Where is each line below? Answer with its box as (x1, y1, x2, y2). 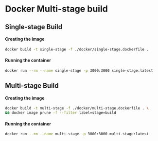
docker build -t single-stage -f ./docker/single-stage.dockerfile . (5, 47, 149, 52)
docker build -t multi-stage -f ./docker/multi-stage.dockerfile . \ (5, 106, 149, 111)
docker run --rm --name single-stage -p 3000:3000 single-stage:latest (5, 68, 153, 73)
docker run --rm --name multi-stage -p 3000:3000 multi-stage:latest (5, 132, 149, 137)
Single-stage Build (5, 23, 62, 31)
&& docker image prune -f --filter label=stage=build (5, 110, 117, 115)
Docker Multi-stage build (5, 3, 108, 15)
